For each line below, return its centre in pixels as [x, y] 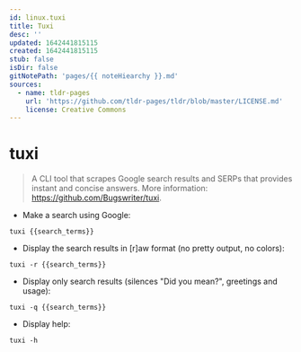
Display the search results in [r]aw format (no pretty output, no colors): [153, 249]
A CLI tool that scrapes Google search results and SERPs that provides [162, 179]
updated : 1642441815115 [54, 43]
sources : [26, 84]
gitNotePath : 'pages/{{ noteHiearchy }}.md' [94, 76]
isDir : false [34, 68]
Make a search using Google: [76, 216]
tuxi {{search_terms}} [52, 232]
